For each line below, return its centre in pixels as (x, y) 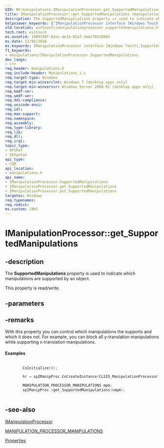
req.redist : (17, 205)
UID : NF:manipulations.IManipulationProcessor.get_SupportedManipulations (83, 10)
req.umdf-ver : (20, 96)
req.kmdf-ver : (20, 91)
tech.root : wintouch (26, 32)
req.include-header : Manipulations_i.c (46, 73)
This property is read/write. (32, 288)
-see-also (20, 410)
